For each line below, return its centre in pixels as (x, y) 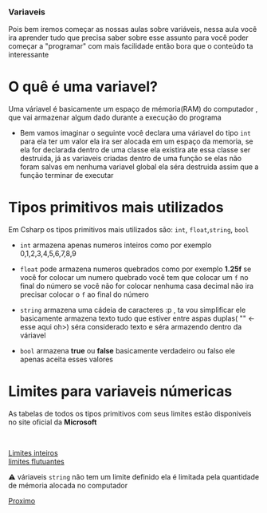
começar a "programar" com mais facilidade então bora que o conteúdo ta (131, 46)
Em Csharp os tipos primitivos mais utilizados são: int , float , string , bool (129, 230)
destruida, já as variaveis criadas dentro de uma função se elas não (131, 159)
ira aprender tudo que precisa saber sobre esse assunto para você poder (128, 37)
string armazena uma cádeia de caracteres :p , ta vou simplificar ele (133, 310)
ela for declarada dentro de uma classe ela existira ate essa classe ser (135, 150)
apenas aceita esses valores (67, 359)
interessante (29, 55)
